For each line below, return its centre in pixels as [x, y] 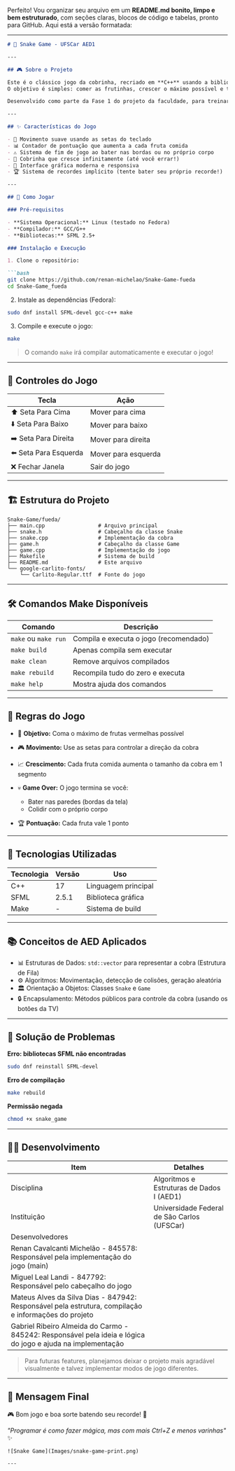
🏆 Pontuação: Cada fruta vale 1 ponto [73, 823]
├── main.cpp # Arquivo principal [83, 526]
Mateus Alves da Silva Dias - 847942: [74, 1297]
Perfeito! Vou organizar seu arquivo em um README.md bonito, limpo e [111, 10]
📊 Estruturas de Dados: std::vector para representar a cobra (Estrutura [121, 963]
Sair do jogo [110, 467]
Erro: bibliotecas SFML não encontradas [67, 1054]
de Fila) [28, 972]
